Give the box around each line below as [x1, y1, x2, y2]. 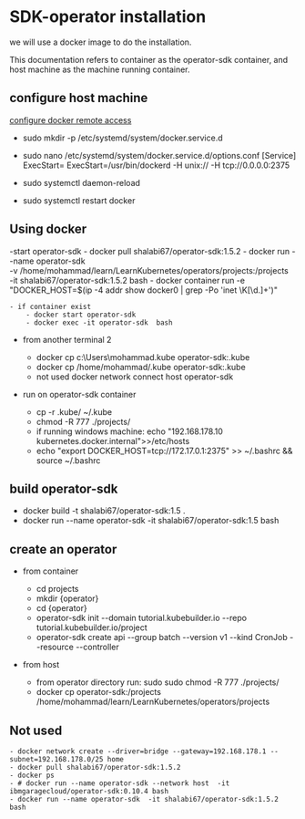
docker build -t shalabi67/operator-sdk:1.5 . [22, 505, 186, 516]
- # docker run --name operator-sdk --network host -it [9, 779, 230, 788]
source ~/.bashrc [36, 454, 101, 466]
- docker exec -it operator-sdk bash [25, 317, 173, 327]
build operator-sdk [9, 481, 118, 496]
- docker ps [9, 771, 55, 780]
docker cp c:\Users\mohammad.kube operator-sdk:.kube [36, 351, 250, 362]
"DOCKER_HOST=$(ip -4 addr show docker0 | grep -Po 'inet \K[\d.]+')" [9, 285, 278, 295]
